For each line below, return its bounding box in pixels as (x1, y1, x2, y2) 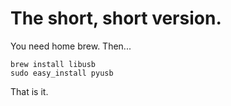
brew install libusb (10, 59, 97, 69)
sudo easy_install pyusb (10, 68, 114, 78)
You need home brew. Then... (10, 40, 132, 52)
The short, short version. (10, 7, 222, 30)
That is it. (10, 85, 49, 97)
